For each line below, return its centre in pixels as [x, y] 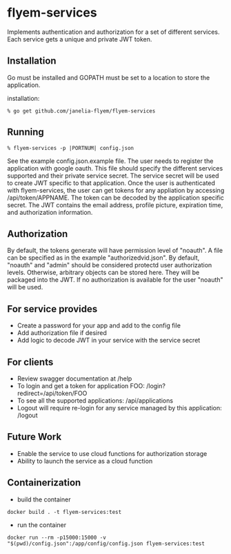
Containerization [44, 483]
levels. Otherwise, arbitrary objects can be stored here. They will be [103, 273]
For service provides [52, 309]
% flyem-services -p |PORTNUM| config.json [71, 148]
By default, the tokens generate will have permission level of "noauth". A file [115, 251]
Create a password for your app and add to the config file [99, 325]
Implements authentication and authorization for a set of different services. [113, 32]
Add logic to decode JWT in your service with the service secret [109, 341]
